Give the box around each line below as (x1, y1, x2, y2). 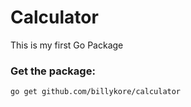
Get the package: (10, 64, 96, 78)
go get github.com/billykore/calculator (10, 87, 182, 97)
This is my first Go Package (10, 39, 124, 51)
